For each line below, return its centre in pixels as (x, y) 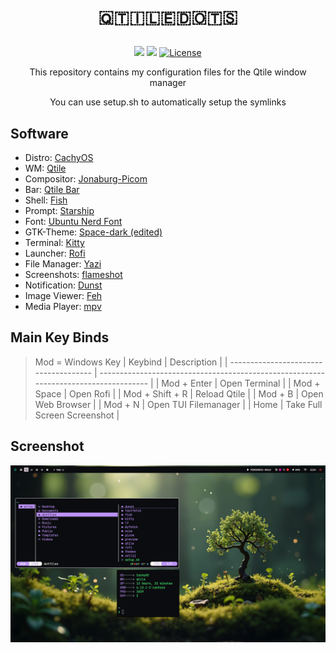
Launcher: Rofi (55, 253)
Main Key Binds (60, 337)
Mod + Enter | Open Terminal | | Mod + (241, 383)
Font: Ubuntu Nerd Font (73, 221)
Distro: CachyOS (59, 157)
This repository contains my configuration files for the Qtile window (168, 72)
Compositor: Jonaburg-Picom (86, 179)
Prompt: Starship (59, 210)
